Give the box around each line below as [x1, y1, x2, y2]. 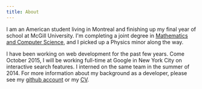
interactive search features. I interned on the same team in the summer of [6, 63, 190, 70]
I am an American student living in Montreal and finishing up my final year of [6, 25, 197, 33]
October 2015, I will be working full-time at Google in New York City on [6, 56, 183, 64]
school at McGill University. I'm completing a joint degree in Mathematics [6, 31, 189, 39]
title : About [6, 8, 39, 15]
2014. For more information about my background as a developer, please [6, 69, 187, 76]
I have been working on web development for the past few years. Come [6, 50, 184, 58]
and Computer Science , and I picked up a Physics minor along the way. [6, 38, 184, 45]
